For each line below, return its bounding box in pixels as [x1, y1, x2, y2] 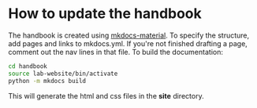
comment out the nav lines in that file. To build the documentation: [8, 47, 223, 56]
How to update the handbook [8, 5, 203, 23]
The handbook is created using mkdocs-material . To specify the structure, [8, 31, 250, 40]
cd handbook [8, 62, 47, 70]
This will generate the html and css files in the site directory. [8, 91, 204, 100]
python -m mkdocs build [8, 77, 87, 85]
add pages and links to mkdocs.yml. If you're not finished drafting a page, [8, 38, 248, 48]
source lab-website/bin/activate [8, 70, 118, 77]
